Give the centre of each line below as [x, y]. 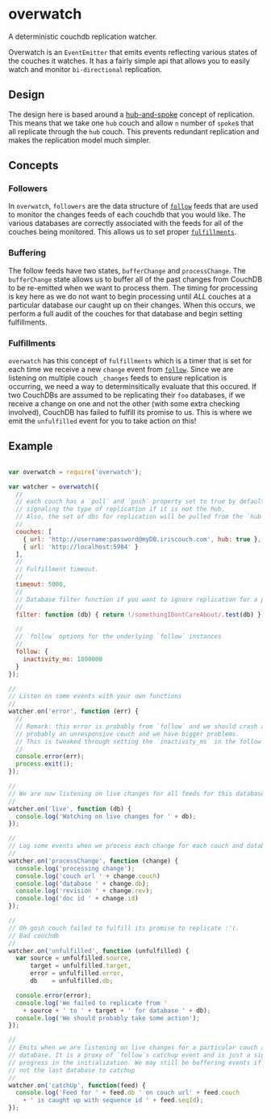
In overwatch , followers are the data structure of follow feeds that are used [133, 206]
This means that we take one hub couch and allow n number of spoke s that [131, 123]
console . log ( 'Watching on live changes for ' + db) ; [106, 816]
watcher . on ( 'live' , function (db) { [70, 809]
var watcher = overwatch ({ [54, 486]
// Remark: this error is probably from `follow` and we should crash [137, 726]
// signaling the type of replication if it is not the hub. [121, 509]
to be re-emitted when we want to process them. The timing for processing [133, 287]
